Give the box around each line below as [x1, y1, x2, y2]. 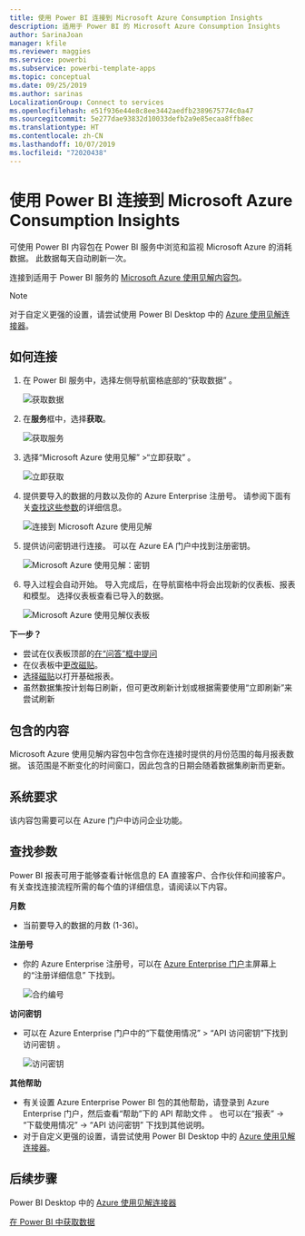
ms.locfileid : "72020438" [9, 148, 107, 157]
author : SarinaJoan [9, 30, 84, 39]
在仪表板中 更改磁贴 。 [22, 660, 103, 671]
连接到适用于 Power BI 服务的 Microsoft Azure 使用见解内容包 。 [9, 271, 247, 282]
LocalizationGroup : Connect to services [9, 97, 165, 107]
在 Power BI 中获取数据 [9, 1216, 95, 1227]
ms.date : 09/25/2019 [9, 81, 88, 90]
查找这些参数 [30, 502, 79, 513]
